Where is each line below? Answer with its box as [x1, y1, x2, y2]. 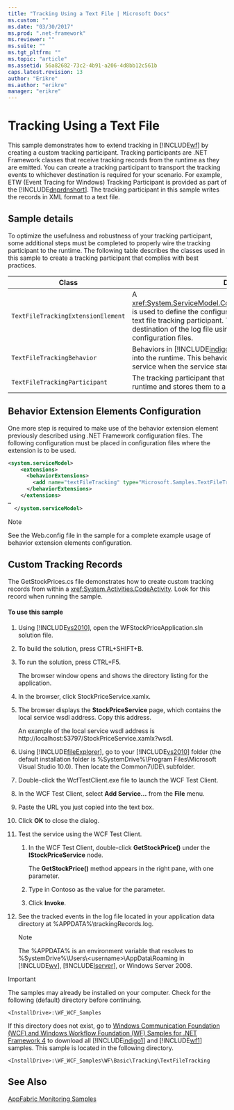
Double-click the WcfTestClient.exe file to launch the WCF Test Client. [17, 776, 219, 784]
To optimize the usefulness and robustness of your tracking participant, [8, 231, 212, 240]
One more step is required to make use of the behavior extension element [8, 424, 219, 432]
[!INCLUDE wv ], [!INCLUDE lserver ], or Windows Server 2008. [17, 961, 193, 969]
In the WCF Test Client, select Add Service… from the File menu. [17, 789, 205, 798]
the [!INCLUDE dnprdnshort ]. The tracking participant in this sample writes [8, 185, 219, 194]
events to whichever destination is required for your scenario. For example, [8, 171, 223, 179]
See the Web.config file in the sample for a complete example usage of [8, 531, 211, 539]
